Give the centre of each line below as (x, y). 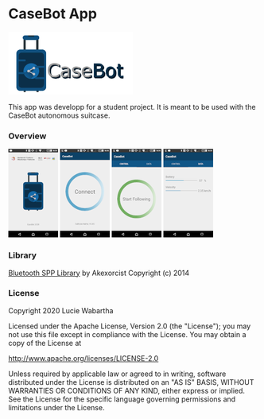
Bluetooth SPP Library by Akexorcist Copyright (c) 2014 (99, 273)
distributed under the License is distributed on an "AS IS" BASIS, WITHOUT (131, 382)
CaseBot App (53, 14)
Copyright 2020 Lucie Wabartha (61, 310)
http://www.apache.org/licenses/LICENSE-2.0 (83, 358)
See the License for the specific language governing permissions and (122, 399)
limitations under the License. (56, 407)
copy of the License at (45, 343)
